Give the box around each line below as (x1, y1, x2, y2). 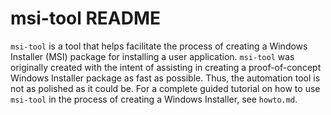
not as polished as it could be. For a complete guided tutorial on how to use (10, 82, 321, 94)
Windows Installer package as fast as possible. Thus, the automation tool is (10, 72, 321, 84)
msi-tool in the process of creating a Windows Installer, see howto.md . (10, 93, 298, 105)
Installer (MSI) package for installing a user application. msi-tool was (10, 50, 295, 62)
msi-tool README (10, 7, 162, 30)
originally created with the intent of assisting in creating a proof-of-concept (10, 61, 322, 73)
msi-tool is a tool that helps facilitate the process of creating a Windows (10, 40, 308, 52)
